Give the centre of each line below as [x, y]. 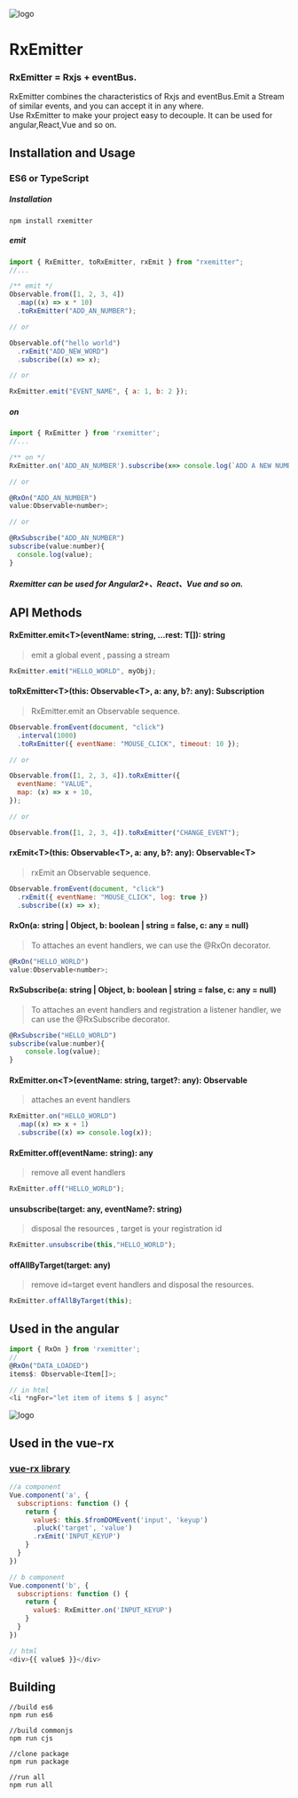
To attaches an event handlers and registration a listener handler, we [156, 1009]
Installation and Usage [72, 152]
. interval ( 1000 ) [47, 736]
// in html [29, 1390]
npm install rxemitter [51, 221]
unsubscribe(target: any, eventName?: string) [96, 1209]
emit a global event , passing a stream [100, 655]
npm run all [31, 1786]
